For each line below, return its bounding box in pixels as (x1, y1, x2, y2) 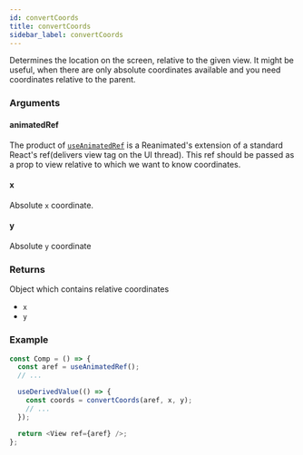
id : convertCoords (9, 13, 79, 23)
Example (9, 334, 49, 346)
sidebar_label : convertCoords (9, 30, 124, 39)
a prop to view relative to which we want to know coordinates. (9, 159, 241, 169)
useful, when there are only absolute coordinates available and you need (9, 64, 281, 75)
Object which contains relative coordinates (9, 284, 170, 295)
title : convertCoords (9, 22, 92, 31)
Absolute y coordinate (9, 240, 92, 251)
